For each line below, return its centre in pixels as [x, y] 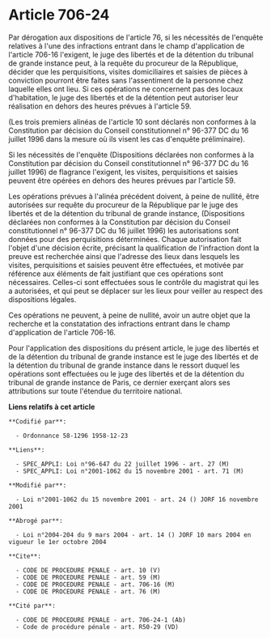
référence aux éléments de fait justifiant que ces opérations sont [116, 274]
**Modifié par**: [38, 485]
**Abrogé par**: [36, 521]
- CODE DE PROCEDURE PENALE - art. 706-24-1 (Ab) [101, 620]
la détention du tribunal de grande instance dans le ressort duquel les [124, 365]
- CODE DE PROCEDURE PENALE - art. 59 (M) [88, 577]
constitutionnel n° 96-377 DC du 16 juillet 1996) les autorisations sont [124, 230]
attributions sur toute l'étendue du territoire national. [95, 391]
